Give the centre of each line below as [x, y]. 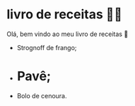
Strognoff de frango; [47, 47]
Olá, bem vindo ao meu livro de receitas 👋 [67, 34]
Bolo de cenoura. [42, 95]
